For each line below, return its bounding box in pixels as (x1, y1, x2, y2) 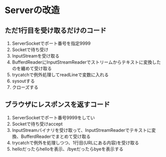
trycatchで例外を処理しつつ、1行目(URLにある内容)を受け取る (12, 139, 139, 145)
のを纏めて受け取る (12, 66, 52, 71)
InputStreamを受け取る (12, 53, 60, 59)
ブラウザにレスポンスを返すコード (5, 100, 110, 109)
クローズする (12, 84, 39, 90)
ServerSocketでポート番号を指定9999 (12, 41, 91, 46)
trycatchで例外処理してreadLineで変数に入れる (12, 72, 109, 78)
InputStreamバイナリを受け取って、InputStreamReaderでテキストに (12, 127, 151, 133)
